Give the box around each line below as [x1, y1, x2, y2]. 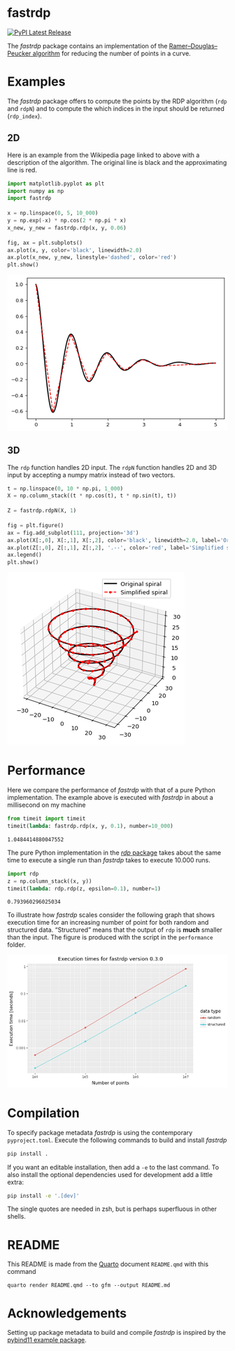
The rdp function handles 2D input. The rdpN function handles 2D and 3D [7, 463, 217, 471]
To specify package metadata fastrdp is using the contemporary [7, 1128, 193, 1136]
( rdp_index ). [7, 111, 42, 120]
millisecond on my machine [7, 801, 86, 809]
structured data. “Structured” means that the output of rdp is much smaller [7, 925, 222, 934]
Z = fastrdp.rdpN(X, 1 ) [7, 507, 77, 515]
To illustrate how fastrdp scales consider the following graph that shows [7, 911, 215, 919]
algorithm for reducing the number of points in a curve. [32, 49, 191, 57]
